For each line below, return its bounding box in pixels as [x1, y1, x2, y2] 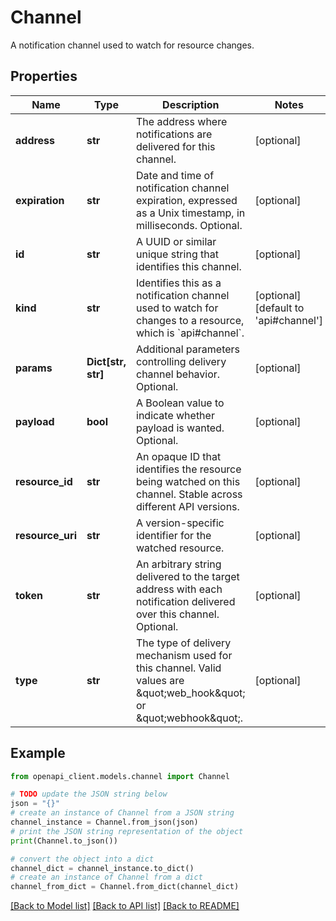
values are [136, 673, 185, 687]
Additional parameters [136, 342, 240, 356]
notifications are [136, 127, 213, 141]
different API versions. [136, 499, 240, 513]
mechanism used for [136, 648, 233, 662]
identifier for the [136, 528, 212, 542]
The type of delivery [136, 636, 232, 650]
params [15, 361, 53, 375]
